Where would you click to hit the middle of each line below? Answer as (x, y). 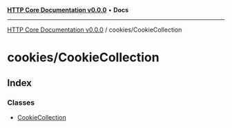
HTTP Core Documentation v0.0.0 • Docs (68, 10)
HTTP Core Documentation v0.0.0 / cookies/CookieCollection (95, 30)
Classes (21, 103)
